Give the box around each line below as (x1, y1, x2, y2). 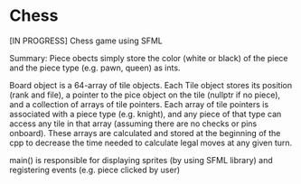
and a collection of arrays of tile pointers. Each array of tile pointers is (9, 98, 269, 109)
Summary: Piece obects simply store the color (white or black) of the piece (9, 52, 288, 63)
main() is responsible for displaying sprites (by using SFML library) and (9, 154, 273, 165)
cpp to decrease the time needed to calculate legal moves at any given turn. (9, 137, 293, 148)
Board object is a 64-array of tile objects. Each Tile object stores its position (9, 79, 292, 90)
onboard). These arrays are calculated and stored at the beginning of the (9, 127, 281, 138)
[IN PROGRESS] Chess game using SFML (9, 35, 163, 46)
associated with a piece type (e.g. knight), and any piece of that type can (9, 108, 282, 119)
